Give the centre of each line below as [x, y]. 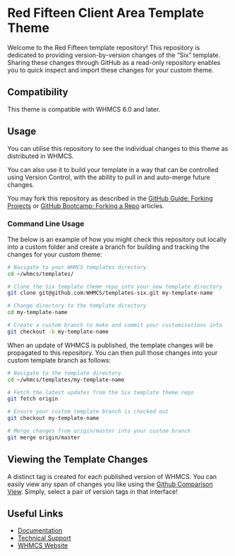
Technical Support [44, 538]
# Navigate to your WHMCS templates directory [77, 267]
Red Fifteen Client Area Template [106, 13]
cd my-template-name [38, 313]
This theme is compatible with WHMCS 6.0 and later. [84, 109]
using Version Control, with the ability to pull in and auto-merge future [109, 177]
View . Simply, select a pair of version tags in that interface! [92, 491]
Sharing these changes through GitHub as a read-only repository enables [114, 62]
